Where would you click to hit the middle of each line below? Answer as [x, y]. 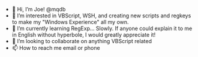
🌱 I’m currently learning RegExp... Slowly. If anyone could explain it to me [102, 28]
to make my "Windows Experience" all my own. [70, 22]
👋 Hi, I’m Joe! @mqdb [39, 9]
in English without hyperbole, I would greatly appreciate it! [84, 35]
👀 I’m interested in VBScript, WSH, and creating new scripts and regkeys [101, 16]
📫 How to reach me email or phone [56, 48]
